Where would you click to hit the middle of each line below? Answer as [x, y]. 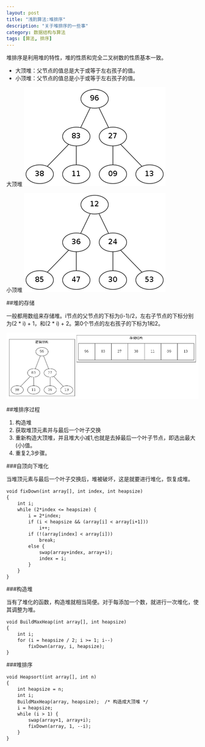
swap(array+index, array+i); [76, 552]
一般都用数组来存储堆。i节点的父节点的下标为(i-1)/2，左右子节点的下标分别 [100, 316]
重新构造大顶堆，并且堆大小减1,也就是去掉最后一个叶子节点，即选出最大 [105, 438]
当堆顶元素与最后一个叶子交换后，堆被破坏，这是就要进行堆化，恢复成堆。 [100, 479]
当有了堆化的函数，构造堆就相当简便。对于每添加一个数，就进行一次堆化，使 [103, 602]
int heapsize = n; [41, 689]
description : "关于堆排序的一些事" [47, 26]
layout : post [23, 13]
